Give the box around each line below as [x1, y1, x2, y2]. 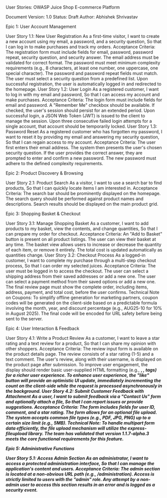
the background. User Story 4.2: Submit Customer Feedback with [5, 388, 144, 394]
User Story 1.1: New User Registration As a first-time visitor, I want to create [5, 33, 160, 39]
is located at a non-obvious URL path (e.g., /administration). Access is [5, 471, 155, 477]
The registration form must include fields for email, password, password [5, 49, 154, 55]
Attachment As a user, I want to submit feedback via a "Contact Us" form [5, 394, 161, 399]
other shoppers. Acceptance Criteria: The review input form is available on [5, 346, 159, 351]
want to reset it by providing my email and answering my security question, [5, 134, 160, 140]
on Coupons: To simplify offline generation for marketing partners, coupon [5, 294, 158, 300]
